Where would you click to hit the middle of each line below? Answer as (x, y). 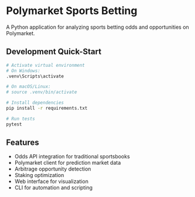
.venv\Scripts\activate (35, 76)
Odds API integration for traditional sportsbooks (72, 157)
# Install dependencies (35, 103)
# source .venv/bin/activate (42, 92)
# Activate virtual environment (45, 65)
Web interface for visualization (52, 181)
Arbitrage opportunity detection (53, 169)
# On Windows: (23, 71)
